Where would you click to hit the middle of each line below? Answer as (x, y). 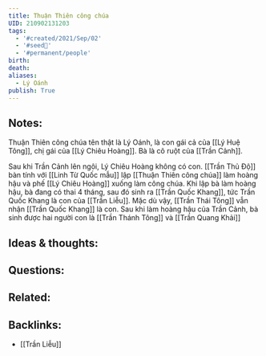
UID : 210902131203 (39, 23)
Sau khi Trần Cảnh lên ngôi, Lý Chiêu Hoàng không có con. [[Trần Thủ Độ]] (132, 166)
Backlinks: (35, 325)
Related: (30, 298)
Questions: (36, 270)
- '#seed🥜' (34, 46)
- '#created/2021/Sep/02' (59, 38)
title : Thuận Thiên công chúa (59, 16)
